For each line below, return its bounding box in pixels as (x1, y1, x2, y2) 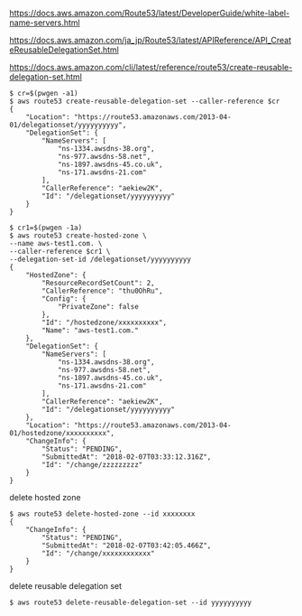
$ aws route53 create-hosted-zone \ (9, 231, 147, 240)
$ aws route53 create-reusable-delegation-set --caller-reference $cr (9, 97, 280, 106)
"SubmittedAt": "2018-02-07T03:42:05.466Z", (41, 541, 212, 550)
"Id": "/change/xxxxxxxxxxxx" (41, 549, 155, 558)
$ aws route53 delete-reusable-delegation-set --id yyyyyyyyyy (9, 598, 252, 607)
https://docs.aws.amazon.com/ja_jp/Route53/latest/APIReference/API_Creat (9, 35, 291, 45)
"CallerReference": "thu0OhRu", (41, 286, 164, 295)
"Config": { (41, 294, 87, 303)
